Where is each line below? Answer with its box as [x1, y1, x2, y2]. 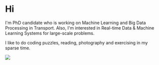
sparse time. [5, 45, 31, 51]
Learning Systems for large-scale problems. [5, 30, 95, 36]
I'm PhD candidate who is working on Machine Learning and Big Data [5, 20, 146, 26]
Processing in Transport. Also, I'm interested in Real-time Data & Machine [5, 25, 155, 31]
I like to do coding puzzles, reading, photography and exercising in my [5, 39, 148, 45]
